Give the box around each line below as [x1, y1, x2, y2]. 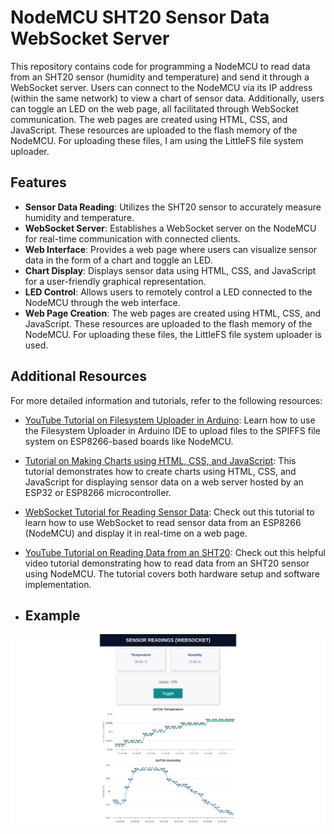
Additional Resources [10, 368, 147, 385]
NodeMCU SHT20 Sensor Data [10, 6, 270, 29]
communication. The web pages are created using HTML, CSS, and [10, 113, 288, 125]
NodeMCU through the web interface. [24, 296, 181, 308]
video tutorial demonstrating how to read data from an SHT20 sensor [24, 557, 310, 569]
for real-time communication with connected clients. [24, 232, 241, 245]
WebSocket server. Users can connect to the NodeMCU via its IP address [10, 81, 313, 93]
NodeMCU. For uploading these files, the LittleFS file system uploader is [24, 328, 322, 340]
